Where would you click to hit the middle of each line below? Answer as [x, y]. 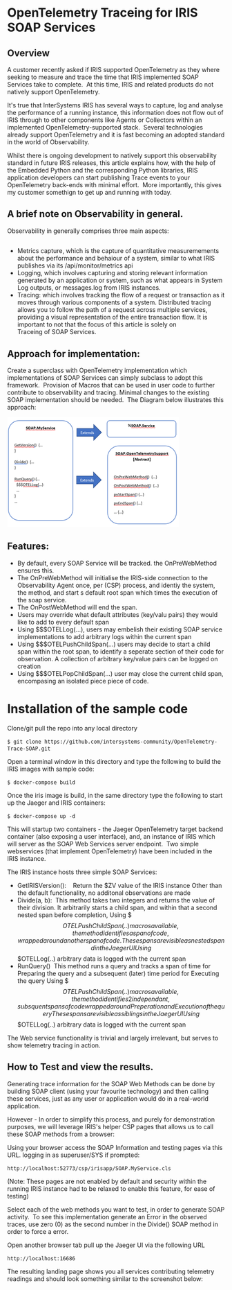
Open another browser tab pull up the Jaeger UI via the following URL [106, 1245]
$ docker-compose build [41, 782]
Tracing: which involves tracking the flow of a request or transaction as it [121, 295]
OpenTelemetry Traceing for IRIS [103, 13]
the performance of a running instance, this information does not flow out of [115, 113]
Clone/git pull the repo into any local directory [72, 728]
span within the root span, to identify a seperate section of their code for [120, 651]
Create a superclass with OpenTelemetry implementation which [97, 371]
